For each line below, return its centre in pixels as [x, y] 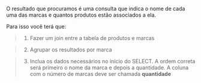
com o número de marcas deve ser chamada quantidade [100, 74]
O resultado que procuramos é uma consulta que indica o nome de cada [96, 9]
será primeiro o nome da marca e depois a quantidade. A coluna [109, 67]
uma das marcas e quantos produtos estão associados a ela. [81, 15]
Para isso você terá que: [36, 27]
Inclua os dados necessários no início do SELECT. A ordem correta [112, 61]
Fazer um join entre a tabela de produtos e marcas [92, 38]
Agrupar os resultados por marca [71, 50]
